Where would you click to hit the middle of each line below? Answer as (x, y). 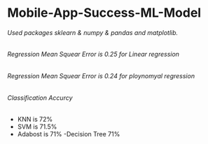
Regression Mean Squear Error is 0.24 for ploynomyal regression (101, 76)
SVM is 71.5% (37, 127)
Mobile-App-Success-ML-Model (104, 13)
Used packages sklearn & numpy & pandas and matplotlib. (93, 32)
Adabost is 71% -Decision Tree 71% (69, 134)
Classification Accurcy (40, 98)
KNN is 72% (35, 120)
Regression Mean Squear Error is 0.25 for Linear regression (93, 55)
